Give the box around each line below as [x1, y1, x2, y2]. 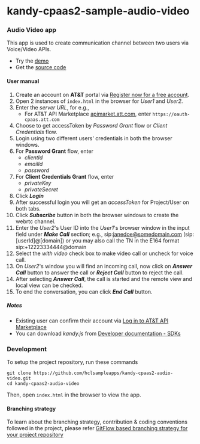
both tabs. [15, 205, 41, 212]
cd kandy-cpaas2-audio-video [7, 380, 80, 386]
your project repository [7, 431, 63, 439]
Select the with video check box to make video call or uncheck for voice [15, 250, 193, 257]
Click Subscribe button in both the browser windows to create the [15, 211, 179, 218]
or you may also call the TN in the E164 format [65, 236, 180, 244]
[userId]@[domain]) [15, 236, 65, 244]
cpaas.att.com [24, 116, 60, 123]
